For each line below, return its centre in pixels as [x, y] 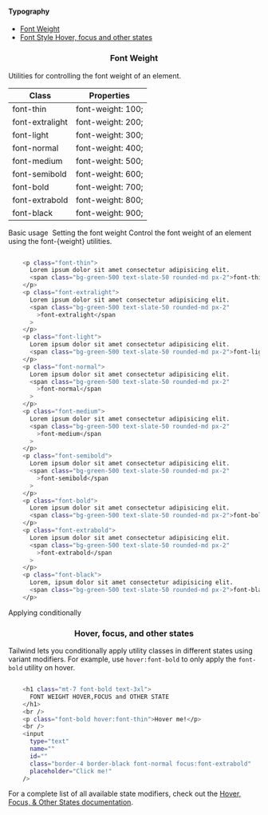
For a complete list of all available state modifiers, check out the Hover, [125, 794]
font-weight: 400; [109, 148]
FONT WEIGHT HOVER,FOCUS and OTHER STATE [99, 697]
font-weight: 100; [109, 109]
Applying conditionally [45, 613]
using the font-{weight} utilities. [60, 241]
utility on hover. [50, 668]
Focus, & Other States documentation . [71, 802]
